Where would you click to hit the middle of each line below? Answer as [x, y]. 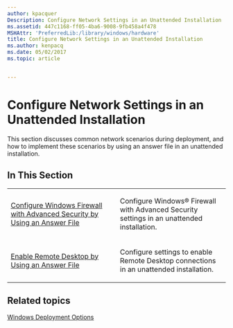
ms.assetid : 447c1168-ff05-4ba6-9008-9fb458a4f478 [82, 26]
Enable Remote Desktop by [55, 256]
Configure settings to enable [166, 252]
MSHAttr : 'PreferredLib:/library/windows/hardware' [83, 33]
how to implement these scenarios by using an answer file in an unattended [115, 146]
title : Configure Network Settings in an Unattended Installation [105, 39]
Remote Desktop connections [168, 260]
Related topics [39, 301]
